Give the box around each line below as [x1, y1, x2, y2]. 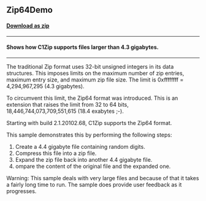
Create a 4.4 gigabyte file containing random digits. [15, 143, 145, 150]
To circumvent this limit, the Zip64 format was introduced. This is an [6, 94, 178, 102]
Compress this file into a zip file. [15, 150, 97, 157]
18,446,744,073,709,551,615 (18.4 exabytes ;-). [6, 107, 124, 115]
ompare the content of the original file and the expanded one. [15, 162, 171, 170]
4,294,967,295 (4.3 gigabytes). [6, 82, 85, 89]
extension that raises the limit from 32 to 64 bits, [6, 100, 129, 108]
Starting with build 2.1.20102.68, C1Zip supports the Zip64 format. [6, 119, 172, 126]
